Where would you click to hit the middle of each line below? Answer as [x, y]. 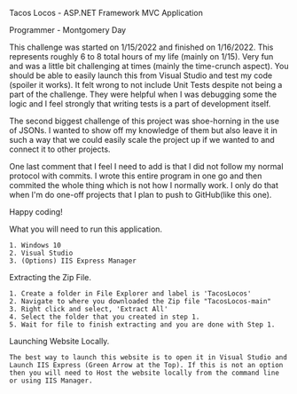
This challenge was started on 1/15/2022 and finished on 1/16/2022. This [141, 47]
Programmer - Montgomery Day [68, 30]
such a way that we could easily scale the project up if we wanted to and [142, 140]
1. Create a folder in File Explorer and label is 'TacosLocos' [130, 294]
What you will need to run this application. [86, 229]
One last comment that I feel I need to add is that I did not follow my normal [146, 166]
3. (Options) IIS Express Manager [73, 261]
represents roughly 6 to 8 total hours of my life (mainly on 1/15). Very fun [141, 56]
